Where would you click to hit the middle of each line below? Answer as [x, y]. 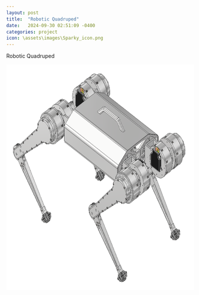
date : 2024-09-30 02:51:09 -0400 [51, 25]
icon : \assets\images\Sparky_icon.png [55, 38]
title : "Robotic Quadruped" [43, 19]
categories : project [32, 32]
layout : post [23, 13]
